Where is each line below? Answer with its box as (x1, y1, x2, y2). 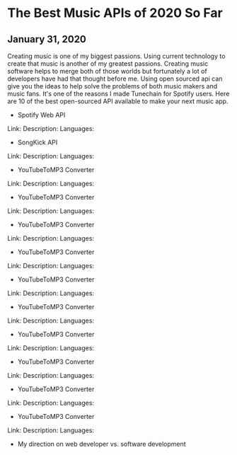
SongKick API (17, 138, 58, 146)
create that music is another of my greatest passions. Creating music (7, 59, 209, 68)
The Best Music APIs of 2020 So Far (7, 5, 223, 21)
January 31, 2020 (7, 33, 87, 45)
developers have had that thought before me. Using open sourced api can (7, 74, 223, 83)
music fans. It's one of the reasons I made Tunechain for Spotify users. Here (7, 90, 230, 98)
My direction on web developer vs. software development (17, 440, 186, 448)
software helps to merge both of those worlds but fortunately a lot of (7, 67, 207, 75)
